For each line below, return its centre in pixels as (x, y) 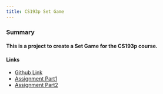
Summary (21, 32)
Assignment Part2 (36, 85)
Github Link (29, 73)
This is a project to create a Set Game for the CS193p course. (82, 46)
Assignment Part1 (36, 79)
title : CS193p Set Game (35, 11)
